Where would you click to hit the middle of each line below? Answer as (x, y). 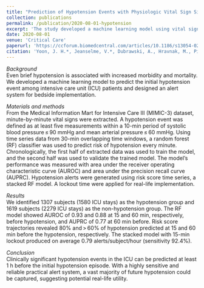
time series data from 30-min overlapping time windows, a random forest (98, 139)
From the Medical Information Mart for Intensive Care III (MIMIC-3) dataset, (100, 112)
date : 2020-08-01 (28, 35)
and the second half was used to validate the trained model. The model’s (97, 158)
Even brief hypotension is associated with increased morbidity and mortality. (102, 75)
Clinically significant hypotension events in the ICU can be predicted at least (102, 259)
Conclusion (21, 252)
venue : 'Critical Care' (36, 40)
